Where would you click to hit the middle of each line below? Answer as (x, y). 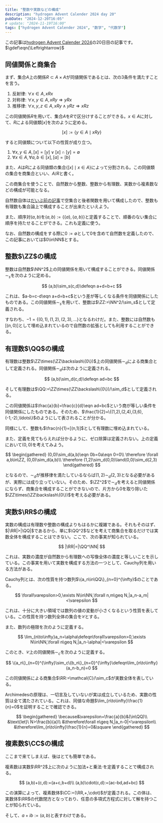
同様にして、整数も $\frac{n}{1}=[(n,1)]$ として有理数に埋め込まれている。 (78, 428)
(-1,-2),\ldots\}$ (21, 418)
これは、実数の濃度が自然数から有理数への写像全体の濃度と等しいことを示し (82, 557)
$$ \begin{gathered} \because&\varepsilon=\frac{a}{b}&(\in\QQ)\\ (82, 716)
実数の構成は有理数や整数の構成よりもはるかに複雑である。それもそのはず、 (81, 525)
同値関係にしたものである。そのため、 (43, 411)
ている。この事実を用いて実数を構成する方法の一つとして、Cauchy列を (76, 563)
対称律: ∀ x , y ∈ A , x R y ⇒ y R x (42, 100)
